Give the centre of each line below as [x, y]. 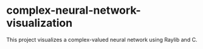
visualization [40, 23]
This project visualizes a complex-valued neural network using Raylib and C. [102, 39]
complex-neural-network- [74, 10]
